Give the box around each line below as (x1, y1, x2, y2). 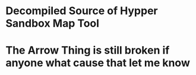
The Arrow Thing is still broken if (5, 44, 170, 57)
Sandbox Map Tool (5, 17, 99, 30)
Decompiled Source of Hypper (5, 4, 158, 18)
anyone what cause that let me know (5, 56, 191, 70)
